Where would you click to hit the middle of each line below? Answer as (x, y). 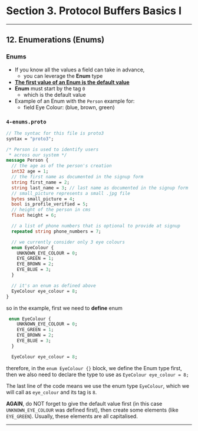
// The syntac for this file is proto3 (55, 133)
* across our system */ (38, 155)
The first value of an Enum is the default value (72, 82)
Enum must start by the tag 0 (50, 88)
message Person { (27, 161)
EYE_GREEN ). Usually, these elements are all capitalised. (72, 416)
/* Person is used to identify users (52, 149)
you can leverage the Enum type (63, 76)
